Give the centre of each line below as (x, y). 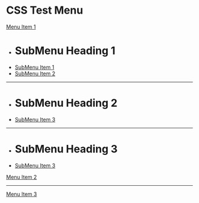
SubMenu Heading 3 (66, 149)
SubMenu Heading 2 (66, 103)
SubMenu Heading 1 (65, 51)
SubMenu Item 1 (34, 67)
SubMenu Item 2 (35, 73)
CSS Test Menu (45, 10)
